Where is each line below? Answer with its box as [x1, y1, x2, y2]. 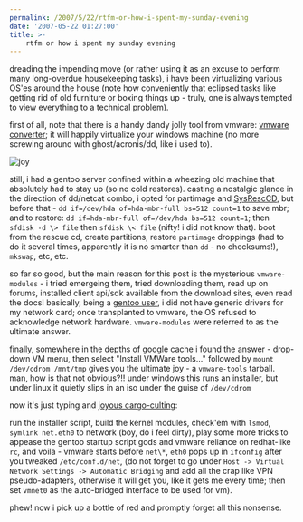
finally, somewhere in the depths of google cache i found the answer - [9, 343, 271, 354]
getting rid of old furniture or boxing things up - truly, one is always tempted [9, 92, 292, 103]
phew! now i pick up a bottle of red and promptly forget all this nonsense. [9, 502, 282, 513]
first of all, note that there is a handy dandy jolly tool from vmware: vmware [9, 120, 289, 130]
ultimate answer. [9, 326, 71, 337]
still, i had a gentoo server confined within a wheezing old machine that [9, 174, 275, 185]
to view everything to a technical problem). [9, 101, 169, 113]
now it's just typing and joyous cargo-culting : [9, 400, 178, 411]
